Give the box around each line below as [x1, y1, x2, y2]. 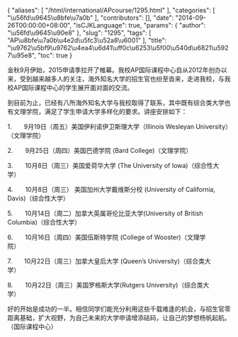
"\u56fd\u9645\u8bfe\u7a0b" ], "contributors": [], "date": [7, 13, 174, 22]
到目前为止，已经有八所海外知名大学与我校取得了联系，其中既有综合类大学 [7, 98, 225, 107]
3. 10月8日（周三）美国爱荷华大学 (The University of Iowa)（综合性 [7, 161, 213, 169]
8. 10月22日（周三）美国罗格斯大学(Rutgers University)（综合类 [7, 281, 203, 289]
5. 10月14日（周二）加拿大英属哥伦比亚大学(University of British [7, 209, 203, 217]
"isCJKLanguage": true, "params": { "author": [73, 21, 206, 29]
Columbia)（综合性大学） [7, 218, 81, 226]
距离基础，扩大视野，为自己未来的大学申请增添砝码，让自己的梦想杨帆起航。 [7, 314, 231, 321]
